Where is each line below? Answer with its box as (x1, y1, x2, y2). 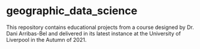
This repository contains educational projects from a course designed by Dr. (6, 24, 195, 31)
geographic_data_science (6, 4, 138, 18)
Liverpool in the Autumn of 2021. (6, 36, 87, 43)
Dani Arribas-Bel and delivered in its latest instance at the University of (6, 30, 181, 37)
